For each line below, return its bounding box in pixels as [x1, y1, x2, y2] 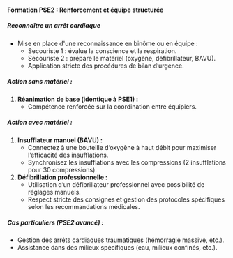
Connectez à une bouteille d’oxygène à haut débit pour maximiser [27, 143, 217, 151]
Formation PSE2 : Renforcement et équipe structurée [7, 6, 164, 14]
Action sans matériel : [7, 77, 73, 86]
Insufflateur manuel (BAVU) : [17, 136, 103, 144]
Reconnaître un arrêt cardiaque [7, 22, 101, 30]
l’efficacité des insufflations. [27, 151, 109, 159]
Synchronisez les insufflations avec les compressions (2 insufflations [27, 158, 227, 167]
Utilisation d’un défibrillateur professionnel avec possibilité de [27, 180, 205, 188]
